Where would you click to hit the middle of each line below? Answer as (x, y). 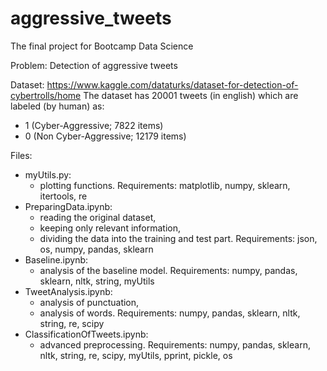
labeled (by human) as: (57, 106)
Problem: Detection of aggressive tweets (94, 65)
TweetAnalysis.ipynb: (68, 291)
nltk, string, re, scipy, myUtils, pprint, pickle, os (136, 355)
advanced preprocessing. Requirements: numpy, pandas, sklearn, (175, 344)
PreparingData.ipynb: (68, 206)
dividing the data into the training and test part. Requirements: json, (178, 238)
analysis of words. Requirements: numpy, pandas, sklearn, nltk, (170, 313)
